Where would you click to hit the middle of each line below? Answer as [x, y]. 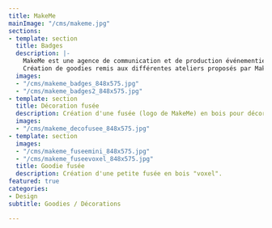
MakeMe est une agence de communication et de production [123, 61]
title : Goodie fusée [50, 167]
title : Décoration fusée [57, 106]
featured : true [34, 182]
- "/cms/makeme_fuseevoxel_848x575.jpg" [85, 158]
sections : [25, 31]
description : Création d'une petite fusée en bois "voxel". [119, 174]
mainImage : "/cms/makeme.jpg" [59, 23]
